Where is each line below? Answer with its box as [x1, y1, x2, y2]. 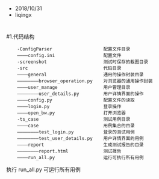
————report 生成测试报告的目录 [17, 142, 144, 148]
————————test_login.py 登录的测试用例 [17, 129, 135, 135]
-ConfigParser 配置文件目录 [17, 46, 131, 52]
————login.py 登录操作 [17, 104, 122, 110]
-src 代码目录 [17, 65, 122, 71]
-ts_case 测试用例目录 [17, 117, 131, 123]
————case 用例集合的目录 [17, 123, 135, 129]
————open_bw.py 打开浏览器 [17, 110, 126, 116]
